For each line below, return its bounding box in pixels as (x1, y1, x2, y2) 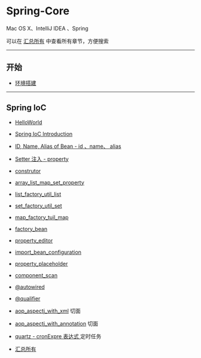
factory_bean (14, 225, 48, 232)
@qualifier (14, 295, 41, 302)
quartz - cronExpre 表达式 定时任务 (14, 332, 102, 339)
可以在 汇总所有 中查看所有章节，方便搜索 (6, 37, 109, 44)
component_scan (14, 271, 58, 279)
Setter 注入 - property (14, 155, 69, 162)
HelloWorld (14, 119, 42, 126)
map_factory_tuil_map (14, 214, 69, 221)
